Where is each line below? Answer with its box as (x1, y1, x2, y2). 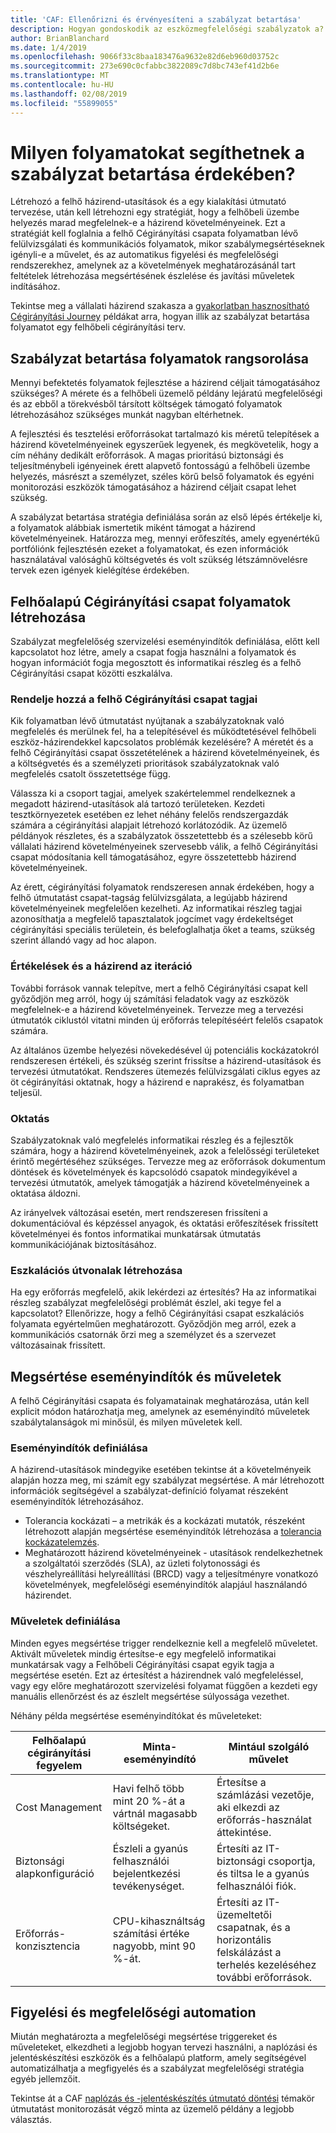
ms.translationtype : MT (10, 71, 110, 81)
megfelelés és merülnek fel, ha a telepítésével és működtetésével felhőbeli (10, 726, 317, 738)
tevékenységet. (112, 1879, 185, 1893)
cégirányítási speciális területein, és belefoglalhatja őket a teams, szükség (10, 924, 316, 936)
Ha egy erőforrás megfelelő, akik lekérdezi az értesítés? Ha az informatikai (10, 1286, 317, 1298)
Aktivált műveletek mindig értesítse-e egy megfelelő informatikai (10, 1647, 277, 1660)
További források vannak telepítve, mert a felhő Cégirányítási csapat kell (10, 982, 308, 994)
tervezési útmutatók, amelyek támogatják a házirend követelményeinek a (10, 1176, 310, 1188)
